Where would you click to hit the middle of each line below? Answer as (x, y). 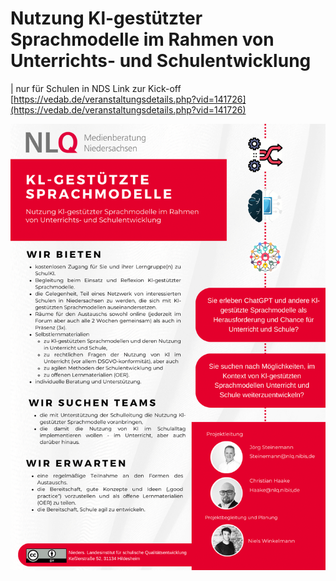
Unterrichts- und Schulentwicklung (161, 61)
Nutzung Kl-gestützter (106, 18)
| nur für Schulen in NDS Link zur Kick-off (96, 88)
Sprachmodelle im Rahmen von (142, 39)
